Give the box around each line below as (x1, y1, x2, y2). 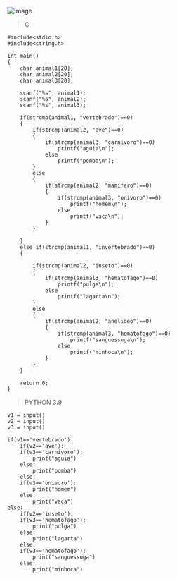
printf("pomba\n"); (57, 157, 114, 164)
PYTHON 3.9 (24, 398, 63, 406)
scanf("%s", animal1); (20, 90, 86, 97)
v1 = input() (7, 412, 46, 419)
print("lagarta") (32, 535, 83, 542)
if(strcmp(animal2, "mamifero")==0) (44, 182, 152, 189)
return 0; (20, 379, 49, 386)
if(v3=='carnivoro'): (20, 449, 83, 456)
